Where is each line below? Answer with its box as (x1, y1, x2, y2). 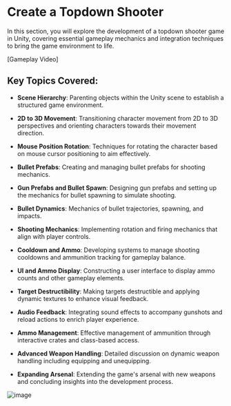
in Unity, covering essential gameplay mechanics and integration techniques (7, 34, 224, 42)
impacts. (17, 211, 42, 220)
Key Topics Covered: (7, 75, 99, 87)
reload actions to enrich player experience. (17, 315, 139, 323)
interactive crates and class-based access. (17, 336, 140, 344)
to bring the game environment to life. (7, 41, 114, 50)
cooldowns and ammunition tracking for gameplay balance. (17, 253, 186, 261)
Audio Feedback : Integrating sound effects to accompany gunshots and (17, 308, 223, 316)
